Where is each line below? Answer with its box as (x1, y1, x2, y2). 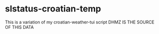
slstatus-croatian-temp (5, 3, 101, 14)
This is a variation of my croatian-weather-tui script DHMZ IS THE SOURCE (5, 19, 155, 25)
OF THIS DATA (5, 24, 34, 30)
